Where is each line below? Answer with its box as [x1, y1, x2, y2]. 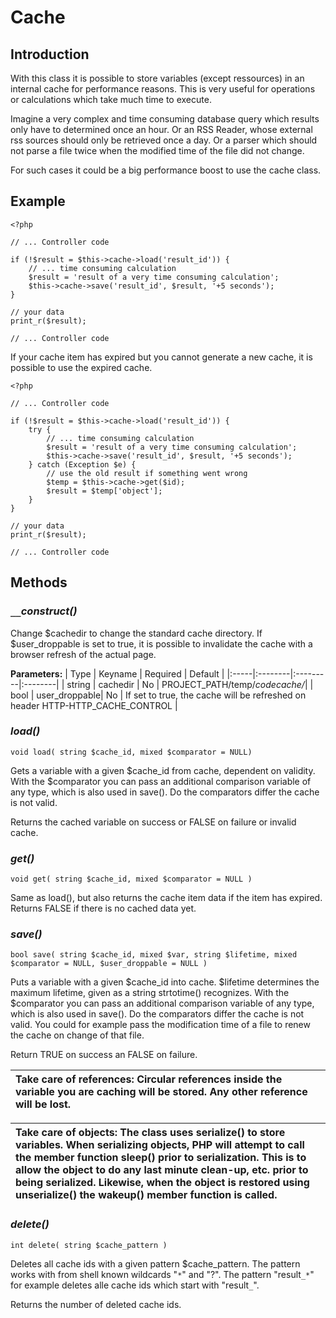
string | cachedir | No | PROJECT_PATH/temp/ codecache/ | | [66, 678, 314, 690]
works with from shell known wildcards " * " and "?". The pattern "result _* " [10, 1268, 315, 1280]
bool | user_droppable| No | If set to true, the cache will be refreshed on [10, 689, 307, 701]
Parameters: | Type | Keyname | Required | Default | [10, 667, 225, 680]
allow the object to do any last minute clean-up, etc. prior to [15, 1163, 309, 1177]
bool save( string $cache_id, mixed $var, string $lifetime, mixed [10, 950, 298, 960]
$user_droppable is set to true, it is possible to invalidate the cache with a [10, 637, 313, 650]
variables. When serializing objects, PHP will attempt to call [15, 1138, 305, 1152]
